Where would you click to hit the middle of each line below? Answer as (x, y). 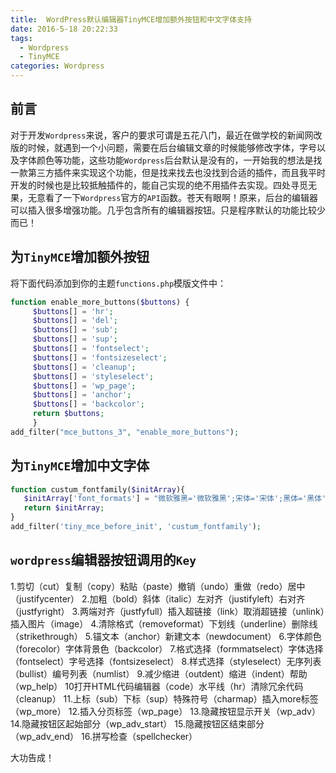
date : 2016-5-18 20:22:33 (64, 29)
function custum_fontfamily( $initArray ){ (98, 489)
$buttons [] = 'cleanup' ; (84, 367)
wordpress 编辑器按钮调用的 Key (103, 560)
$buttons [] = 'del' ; (75, 321)
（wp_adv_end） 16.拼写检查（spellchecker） (104, 736)
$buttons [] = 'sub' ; (75, 330)
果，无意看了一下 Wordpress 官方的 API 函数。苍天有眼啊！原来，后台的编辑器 (164, 197)
